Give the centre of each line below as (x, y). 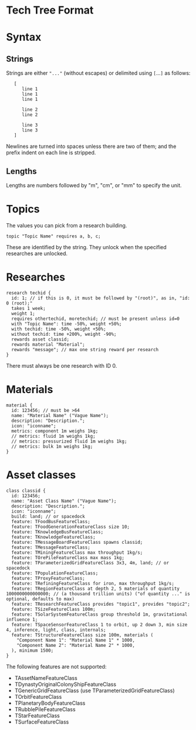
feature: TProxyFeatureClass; (48, 578)
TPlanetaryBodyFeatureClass (50, 703)
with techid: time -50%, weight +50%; (59, 329)
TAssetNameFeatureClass (46, 678)
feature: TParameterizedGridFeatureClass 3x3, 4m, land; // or (90, 563)
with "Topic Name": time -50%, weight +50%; (67, 324)
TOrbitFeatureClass (38, 696)
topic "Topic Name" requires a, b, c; (53, 236)
